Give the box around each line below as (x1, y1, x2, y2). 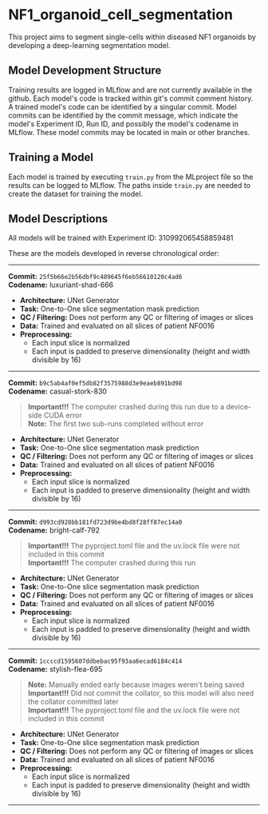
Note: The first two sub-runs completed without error (27, 419, 204, 429)
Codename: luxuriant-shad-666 (8, 280, 114, 289)
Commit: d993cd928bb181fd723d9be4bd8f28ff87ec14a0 (8, 517, 183, 527)
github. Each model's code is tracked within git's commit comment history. (8, 94, 254, 103)
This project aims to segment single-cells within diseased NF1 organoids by (8, 32, 257, 42)
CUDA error (43, 410, 82, 421)
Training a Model (8, 150, 94, 165)
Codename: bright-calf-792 (8, 525, 100, 535)
